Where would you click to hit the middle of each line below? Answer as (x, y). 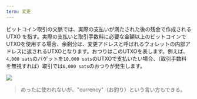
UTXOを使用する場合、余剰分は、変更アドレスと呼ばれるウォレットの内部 (96, 44)
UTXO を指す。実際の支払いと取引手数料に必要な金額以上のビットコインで (96, 37)
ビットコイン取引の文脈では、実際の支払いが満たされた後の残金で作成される (99, 29)
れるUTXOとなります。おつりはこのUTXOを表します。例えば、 (113, 51)
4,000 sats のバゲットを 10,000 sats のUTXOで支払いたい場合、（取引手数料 (96, 58)
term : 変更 (19, 11)
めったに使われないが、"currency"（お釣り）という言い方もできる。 (103, 90)
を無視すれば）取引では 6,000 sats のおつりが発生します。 (76, 66)
